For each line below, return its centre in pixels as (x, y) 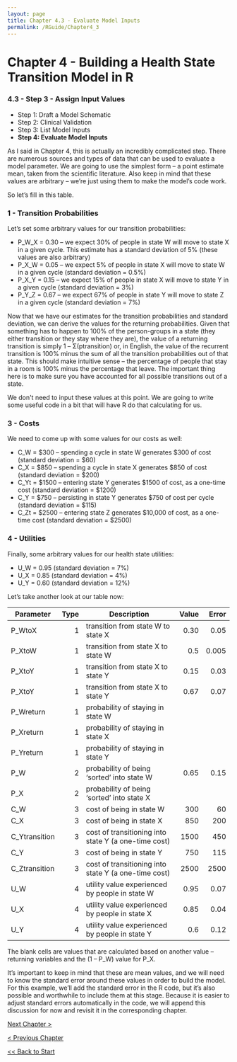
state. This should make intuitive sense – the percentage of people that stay (117, 361)
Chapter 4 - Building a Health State (111, 62)
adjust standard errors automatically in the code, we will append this (107, 1003)
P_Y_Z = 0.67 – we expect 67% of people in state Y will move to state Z (121, 295)
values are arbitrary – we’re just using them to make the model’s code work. (117, 181)
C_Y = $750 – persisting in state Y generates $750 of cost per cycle (116, 498)
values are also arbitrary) (54, 257)
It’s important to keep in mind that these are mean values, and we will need (116, 972)
